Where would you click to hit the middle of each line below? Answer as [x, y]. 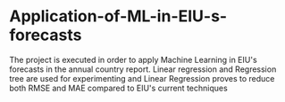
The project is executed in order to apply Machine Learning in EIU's [133, 59]
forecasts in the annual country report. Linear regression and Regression [143, 69]
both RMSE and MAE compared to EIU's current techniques [118, 88]
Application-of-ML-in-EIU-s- [118, 16]
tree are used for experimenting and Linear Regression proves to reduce [142, 78]
